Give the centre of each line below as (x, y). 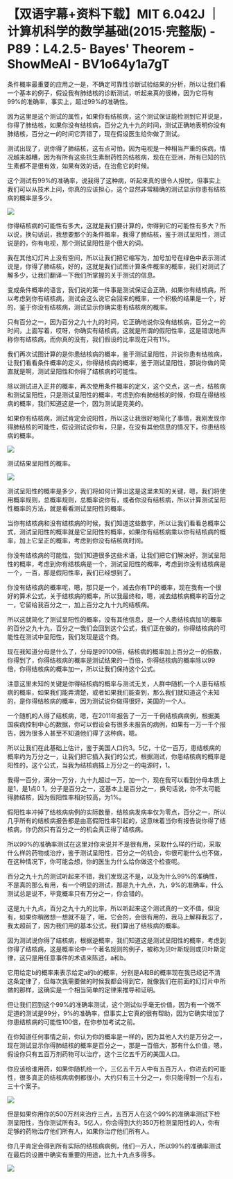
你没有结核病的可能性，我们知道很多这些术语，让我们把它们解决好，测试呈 (113, 555)
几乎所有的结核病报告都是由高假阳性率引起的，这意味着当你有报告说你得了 (113, 820)
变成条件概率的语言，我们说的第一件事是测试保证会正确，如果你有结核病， (113, 289)
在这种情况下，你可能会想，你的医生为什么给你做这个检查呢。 (95, 861)
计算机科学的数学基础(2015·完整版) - (112, 32)
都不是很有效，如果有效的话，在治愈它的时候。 (86, 166)
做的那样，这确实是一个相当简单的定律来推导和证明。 (83, 990)
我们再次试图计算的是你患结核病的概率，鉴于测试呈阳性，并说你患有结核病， (116, 354)
